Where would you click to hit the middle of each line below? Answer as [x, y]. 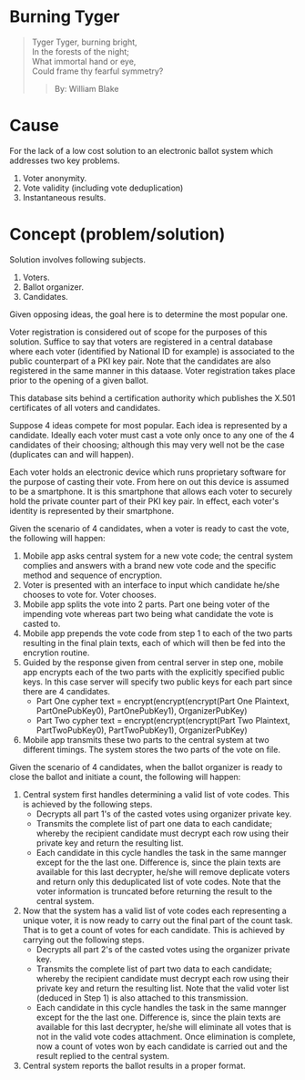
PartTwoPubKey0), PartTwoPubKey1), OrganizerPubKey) [142, 730]
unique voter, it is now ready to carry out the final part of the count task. [158, 920]
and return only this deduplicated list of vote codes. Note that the [158, 881]
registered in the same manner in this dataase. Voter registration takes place [152, 370]
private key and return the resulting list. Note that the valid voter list [163, 988]
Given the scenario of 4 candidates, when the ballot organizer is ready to [146, 766]
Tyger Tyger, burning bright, [85, 42]
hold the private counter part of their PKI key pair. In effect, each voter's [144, 501]
